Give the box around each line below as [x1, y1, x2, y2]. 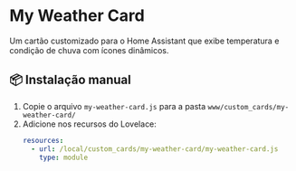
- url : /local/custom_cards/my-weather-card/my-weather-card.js [31, 144, 279, 154]
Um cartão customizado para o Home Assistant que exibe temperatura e [9, 35, 280, 46]
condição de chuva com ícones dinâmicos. [9, 44, 169, 55]
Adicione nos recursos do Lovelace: [22, 119, 157, 129]
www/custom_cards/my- [207, 102, 290, 111]
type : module [39, 153, 89, 162]
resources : [22, 136, 64, 145]
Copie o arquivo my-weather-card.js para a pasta [22, 100, 206, 111]
